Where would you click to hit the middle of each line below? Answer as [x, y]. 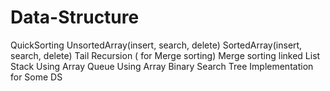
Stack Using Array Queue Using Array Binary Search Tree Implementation [162, 66]
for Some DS [36, 77]
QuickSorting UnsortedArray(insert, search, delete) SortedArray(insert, [156, 45]
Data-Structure [75, 17]
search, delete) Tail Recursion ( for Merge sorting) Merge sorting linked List [165, 55]
